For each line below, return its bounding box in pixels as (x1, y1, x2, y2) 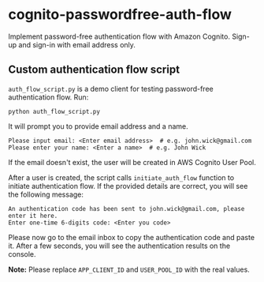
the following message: (8, 190, 84, 199)
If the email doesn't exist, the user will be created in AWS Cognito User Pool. (8, 157, 256, 167)
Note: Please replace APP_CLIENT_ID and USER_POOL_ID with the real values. (8, 265, 250, 274)
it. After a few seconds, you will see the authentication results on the (8, 241, 231, 250)
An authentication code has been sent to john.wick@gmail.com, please (8, 205, 245, 212)
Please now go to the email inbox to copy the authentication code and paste (8, 232, 255, 242)
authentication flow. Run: (8, 92, 89, 102)
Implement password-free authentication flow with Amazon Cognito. (8, 32, 231, 41)
